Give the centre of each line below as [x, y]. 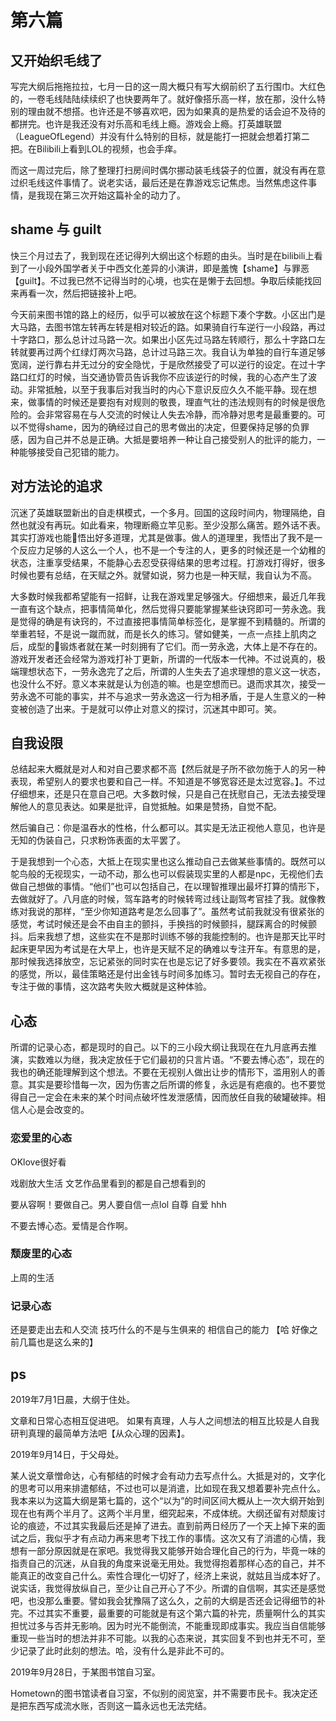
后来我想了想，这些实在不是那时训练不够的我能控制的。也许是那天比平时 [176, 937]
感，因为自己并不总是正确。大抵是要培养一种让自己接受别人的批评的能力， [163, 439]
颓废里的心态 [41, 1254]
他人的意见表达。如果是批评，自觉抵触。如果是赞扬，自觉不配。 [150, 807]
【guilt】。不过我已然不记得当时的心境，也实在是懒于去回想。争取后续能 [157, 280]
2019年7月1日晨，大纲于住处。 [73, 1399]
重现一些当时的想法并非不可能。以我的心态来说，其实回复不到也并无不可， [163, 1638]
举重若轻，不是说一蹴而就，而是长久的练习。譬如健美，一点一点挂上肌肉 [159, 633]
